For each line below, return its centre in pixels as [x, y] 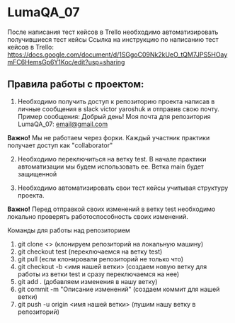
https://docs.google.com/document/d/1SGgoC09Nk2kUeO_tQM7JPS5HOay [117, 55]
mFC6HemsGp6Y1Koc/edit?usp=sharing [66, 62]
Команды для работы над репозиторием [69, 230]
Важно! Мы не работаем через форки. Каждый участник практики [109, 137]
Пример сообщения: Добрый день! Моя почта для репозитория [114, 116]
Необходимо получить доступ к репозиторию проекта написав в [116, 101]
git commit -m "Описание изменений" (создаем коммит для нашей [119, 289]
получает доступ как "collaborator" [60, 145]
